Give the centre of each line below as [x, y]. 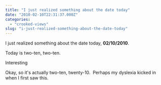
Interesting [16, 63]
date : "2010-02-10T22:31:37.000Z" [42, 15]
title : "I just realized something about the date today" [68, 10]
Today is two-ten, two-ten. [33, 53]
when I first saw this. [27, 78]
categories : [18, 19]
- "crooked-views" [29, 24]
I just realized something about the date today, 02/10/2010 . [67, 43]
